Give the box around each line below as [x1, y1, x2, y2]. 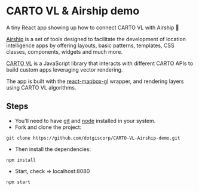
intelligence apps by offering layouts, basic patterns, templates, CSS [6, 42, 174, 49]
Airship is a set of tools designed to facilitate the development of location [6, 35, 186, 42]
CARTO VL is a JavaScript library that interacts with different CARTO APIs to [6, 60, 193, 67]
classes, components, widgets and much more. [6, 48, 123, 55]
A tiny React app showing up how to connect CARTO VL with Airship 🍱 [6, 24, 179, 31]
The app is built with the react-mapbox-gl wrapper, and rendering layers [6, 78, 184, 85]
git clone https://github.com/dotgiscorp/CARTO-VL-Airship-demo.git [6, 135, 180, 141]
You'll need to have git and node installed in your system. [14, 117, 156, 124]
